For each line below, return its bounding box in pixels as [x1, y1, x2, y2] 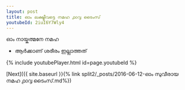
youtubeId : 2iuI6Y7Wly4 [6, 19, 65, 25]
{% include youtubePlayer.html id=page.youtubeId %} [6, 59, 137, 66]
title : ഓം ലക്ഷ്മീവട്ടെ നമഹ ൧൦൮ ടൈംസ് [6, 14, 101, 20]
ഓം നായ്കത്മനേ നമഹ [6, 36, 59, 43]
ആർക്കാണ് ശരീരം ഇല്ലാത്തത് [14, 48, 87, 55]
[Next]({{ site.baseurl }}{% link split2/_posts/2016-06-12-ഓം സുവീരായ [6, 71, 179, 78]
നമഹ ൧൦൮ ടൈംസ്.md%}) [6, 77, 72, 84]
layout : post [6, 8, 38, 15]
